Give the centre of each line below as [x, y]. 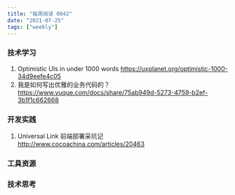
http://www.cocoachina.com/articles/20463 [81, 144]
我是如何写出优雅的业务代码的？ [63, 84]
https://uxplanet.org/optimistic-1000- [174, 68]
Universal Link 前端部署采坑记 [60, 136]
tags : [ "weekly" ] [33, 27]
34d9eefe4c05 [39, 76]
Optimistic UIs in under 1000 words [68, 68]
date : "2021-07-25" [36, 20]
